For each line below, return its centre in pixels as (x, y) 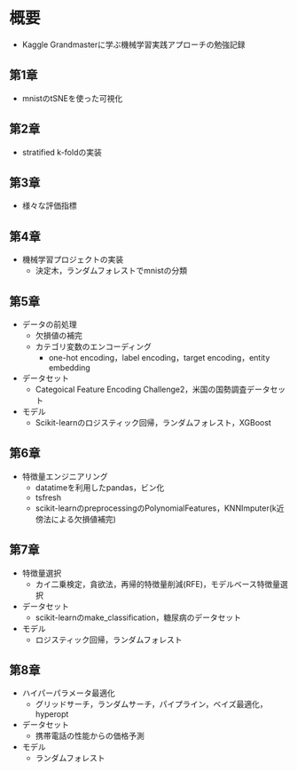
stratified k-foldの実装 (62, 152)
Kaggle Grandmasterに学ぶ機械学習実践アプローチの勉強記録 (133, 44)
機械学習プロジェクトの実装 (73, 259)
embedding (69, 368)
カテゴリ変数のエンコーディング (94, 346)
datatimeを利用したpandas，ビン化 (100, 487)
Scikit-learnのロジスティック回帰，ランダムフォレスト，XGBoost (153, 422)
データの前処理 (49, 324)
